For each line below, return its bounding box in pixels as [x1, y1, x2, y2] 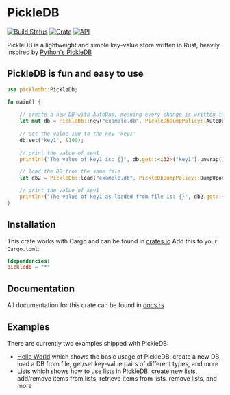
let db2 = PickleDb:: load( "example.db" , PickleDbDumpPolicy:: [19, 175, 201, 182]
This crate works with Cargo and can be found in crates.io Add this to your [7, 237, 218, 245]
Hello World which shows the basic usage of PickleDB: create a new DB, [16, 352, 221, 361]
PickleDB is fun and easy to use [7, 68, 144, 80]
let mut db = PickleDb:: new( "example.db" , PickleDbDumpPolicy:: [19, 118, 207, 125]
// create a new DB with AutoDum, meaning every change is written [19, 111, 216, 118]
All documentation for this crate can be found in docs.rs [7, 301, 164, 309]
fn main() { [7, 98, 41, 106]
